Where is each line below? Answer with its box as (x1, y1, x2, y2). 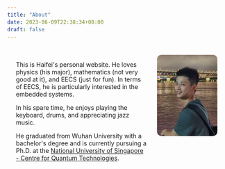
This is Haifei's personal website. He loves (16, 61, 137, 69)
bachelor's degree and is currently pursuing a (16, 139, 147, 147)
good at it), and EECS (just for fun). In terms (16, 75, 141, 83)
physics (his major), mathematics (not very (16, 68, 138, 77)
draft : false (7, 26, 45, 33)
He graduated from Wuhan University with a (16, 132, 142, 140)
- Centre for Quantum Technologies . (16, 154, 119, 163)
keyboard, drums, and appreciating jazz (16, 111, 130, 120)
